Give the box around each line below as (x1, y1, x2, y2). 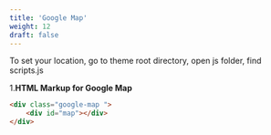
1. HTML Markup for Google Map (9, 83, 132, 94)
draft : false (9, 30, 59, 39)
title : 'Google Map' (9, 13, 89, 23)
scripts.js (9, 65, 44, 76)
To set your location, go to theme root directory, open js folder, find (9, 56, 262, 67)
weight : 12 (9, 22, 51, 31)
